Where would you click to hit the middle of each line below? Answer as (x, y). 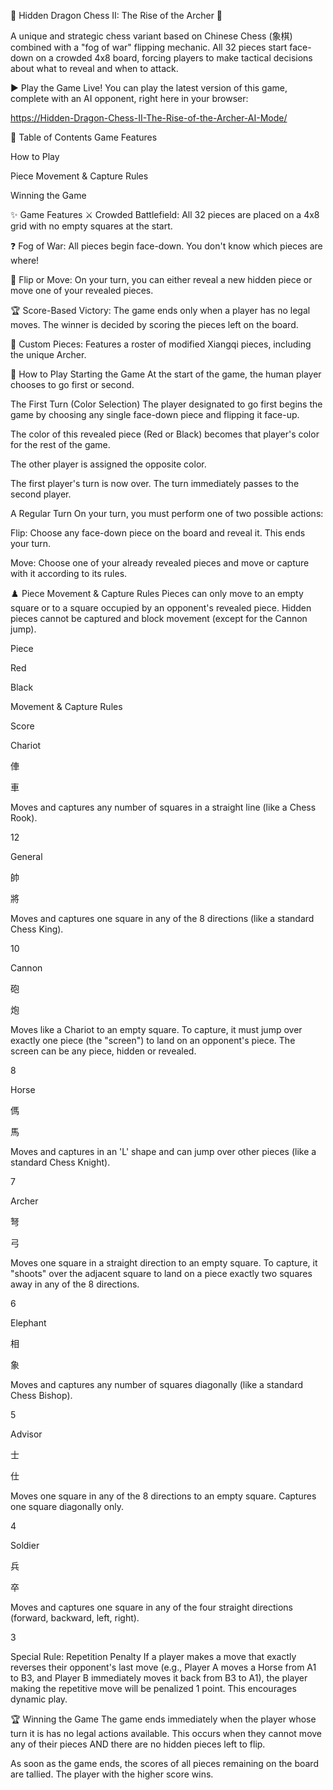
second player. (41, 494)
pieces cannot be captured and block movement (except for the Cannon (159, 618)
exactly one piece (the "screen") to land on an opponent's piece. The (153, 1040)
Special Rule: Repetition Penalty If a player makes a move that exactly (153, 1656)
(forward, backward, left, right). (75, 1618)
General (26, 856)
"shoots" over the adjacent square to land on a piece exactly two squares (161, 1273)
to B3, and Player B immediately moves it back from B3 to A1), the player (159, 1678)
